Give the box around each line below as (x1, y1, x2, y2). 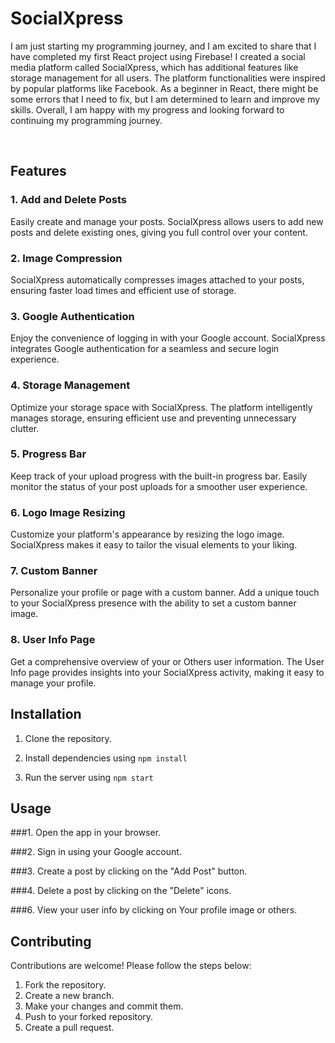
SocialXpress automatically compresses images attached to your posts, (10, 273, 305, 286)
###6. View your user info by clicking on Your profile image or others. (10, 904, 298, 916)
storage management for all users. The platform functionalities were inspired (10, 72, 326, 84)
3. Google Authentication (10, 309, 135, 323)
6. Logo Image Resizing (10, 505, 126, 519)
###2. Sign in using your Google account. (10, 846, 182, 858)
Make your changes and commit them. (24, 1000, 184, 1012)
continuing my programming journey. (10, 114, 163, 126)
